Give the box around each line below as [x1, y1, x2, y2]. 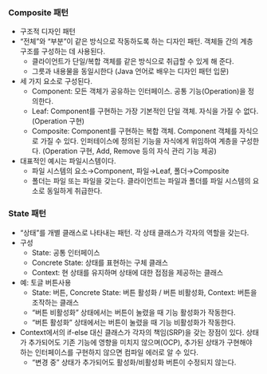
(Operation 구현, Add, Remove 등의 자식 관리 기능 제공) [42, 146, 217, 156]
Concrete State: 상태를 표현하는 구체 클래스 [31, 258, 169, 267]
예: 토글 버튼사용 [19, 278, 72, 287]
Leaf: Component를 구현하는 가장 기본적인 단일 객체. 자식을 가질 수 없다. [31, 106, 259, 116]
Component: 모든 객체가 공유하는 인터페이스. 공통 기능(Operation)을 [31, 86, 246, 96]
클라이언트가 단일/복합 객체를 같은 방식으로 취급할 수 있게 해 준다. [31, 57, 234, 66]
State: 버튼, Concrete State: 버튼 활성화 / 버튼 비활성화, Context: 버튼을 [31, 287, 257, 297]
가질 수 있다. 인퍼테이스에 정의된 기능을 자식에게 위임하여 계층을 [40, 136, 238, 146]
